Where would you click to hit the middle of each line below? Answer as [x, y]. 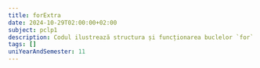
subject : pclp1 [33, 30]
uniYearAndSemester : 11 [47, 52]
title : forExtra [34, 15]
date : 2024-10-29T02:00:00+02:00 [63, 23]
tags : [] [22, 45]
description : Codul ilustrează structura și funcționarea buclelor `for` [131, 37]
